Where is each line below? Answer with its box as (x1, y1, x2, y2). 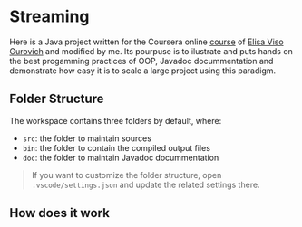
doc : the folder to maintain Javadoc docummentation (22, 152, 219, 163)
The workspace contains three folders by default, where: (9, 115, 222, 126)
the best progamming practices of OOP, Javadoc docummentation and (9, 55, 274, 66)
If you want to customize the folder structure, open (31, 169, 222, 180)
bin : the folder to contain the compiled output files (22, 142, 211, 153)
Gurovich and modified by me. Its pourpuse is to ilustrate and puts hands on (9, 45, 293, 56)
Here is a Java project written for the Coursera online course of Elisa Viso (9, 36, 284, 47)
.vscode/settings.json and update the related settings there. (31, 179, 260, 190)
